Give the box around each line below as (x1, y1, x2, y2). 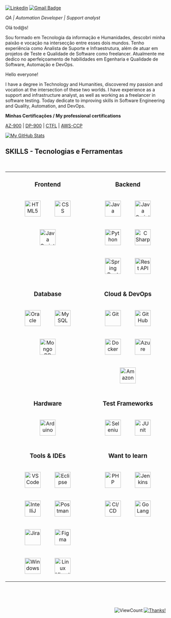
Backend (115, 181, 141, 189)
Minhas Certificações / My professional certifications (5, 113, 121, 119)
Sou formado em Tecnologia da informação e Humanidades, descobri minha (5, 35, 165, 40)
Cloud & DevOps (104, 290, 152, 298)
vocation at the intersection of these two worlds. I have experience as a (5, 87, 155, 93)
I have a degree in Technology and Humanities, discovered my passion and (5, 82, 163, 87)
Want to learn (108, 451, 148, 460)
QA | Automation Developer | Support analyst (5, 15, 101, 20)
